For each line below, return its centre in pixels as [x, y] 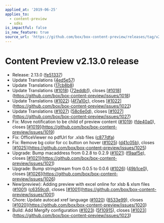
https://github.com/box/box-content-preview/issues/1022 [72, 106]
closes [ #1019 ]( [27, 127]
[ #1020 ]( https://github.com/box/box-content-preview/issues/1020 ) [80, 205]
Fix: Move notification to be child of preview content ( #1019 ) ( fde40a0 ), [84, 122]
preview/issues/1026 [33, 179]
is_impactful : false [26, 28]
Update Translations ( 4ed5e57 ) [43, 80]
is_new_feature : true [27, 32]
